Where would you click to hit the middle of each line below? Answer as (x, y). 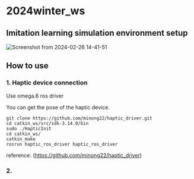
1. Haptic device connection (47, 83)
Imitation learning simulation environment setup (97, 33)
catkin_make (21, 139)
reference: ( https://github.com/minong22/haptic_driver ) (74, 155)
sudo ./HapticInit (29, 128)
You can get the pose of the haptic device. (58, 107)
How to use (27, 66)
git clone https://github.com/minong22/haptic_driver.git (79, 118)
